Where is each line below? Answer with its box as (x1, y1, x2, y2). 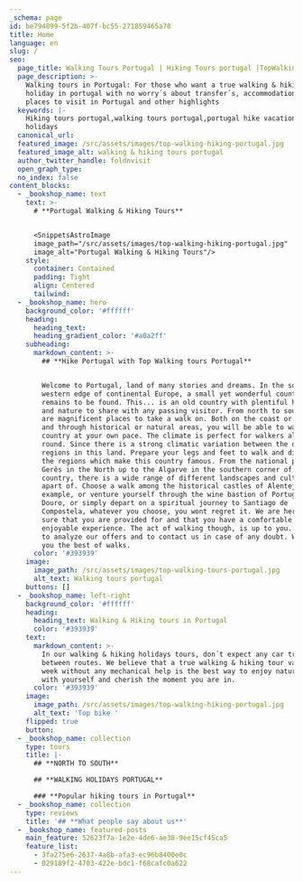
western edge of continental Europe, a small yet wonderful (41, 389, 272, 399)
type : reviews (25, 808, 78, 818)
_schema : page (9, 13, 63, 23)
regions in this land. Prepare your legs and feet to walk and (41, 448, 284, 457)
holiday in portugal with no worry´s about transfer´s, (25, 89, 241, 98)
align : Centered (32, 281, 95, 290)
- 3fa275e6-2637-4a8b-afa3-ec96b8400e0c (32, 850, 188, 859)
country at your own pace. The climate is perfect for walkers (41, 431, 284, 441)
